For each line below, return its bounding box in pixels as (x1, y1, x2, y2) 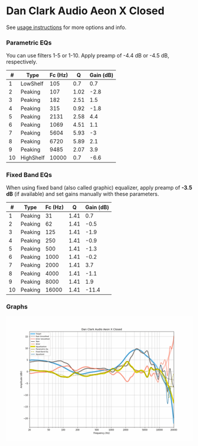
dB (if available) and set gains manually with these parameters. (6, 191, 160, 198)
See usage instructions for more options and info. (6, 24, 127, 31)
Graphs (6, 303, 28, 311)
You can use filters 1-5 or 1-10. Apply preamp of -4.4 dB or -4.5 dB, (6, 52, 170, 59)
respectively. (6, 58, 37, 66)
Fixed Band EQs (6, 171, 52, 179)
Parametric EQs (6, 38, 52, 47)
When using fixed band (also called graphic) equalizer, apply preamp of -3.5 (6, 184, 193, 191)
